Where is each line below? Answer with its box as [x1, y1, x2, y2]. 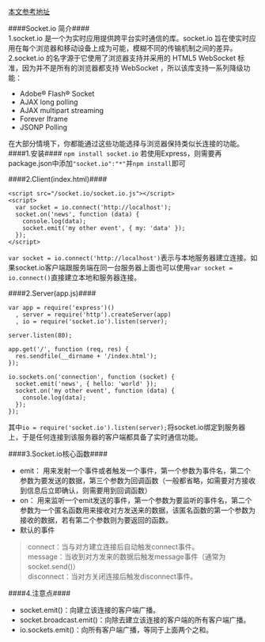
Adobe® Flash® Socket [19, 89, 95, 98]
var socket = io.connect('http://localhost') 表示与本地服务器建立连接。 [8, 253, 251, 262]
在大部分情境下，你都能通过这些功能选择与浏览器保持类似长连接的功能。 [8, 139, 244, 148]
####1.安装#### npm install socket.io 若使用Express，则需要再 [8, 149, 222, 158]
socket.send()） [27, 562, 81, 571]
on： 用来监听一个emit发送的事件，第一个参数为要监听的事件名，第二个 [19, 496, 252, 504]
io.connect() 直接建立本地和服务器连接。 [8, 273, 141, 282]
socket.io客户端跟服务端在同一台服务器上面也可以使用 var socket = [14, 263, 233, 272]
